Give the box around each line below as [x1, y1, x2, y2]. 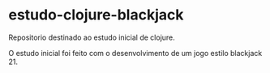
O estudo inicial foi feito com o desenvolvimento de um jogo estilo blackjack [8, 48, 263, 58]
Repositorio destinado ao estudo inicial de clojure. [8, 32, 176, 42]
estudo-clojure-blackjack [8, 6, 184, 24]
